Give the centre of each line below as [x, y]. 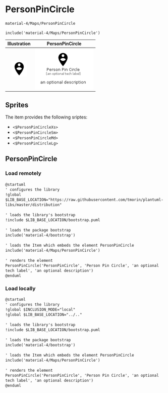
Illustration [19, 44]
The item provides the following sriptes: [46, 117]
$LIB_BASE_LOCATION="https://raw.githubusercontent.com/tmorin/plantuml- [85, 200]
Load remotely [23, 173]
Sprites [17, 105]
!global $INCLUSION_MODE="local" [40, 309]
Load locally [20, 288]
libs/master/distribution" [34, 205]
